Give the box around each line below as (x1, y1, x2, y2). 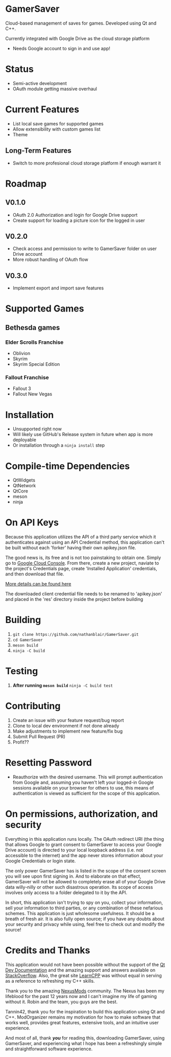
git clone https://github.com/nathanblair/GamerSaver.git (12, 632, 139, 637)
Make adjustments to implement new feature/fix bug (12, 728, 123, 734)
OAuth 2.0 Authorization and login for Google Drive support (12, 212, 138, 218)
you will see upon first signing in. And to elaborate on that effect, (5, 873, 141, 879)
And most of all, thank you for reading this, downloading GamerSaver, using (5, 1034, 165, 1041)
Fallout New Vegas (12, 391, 53, 397)
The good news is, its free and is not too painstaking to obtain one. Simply (5, 554, 161, 561)
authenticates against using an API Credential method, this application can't (5, 539, 165, 546)
